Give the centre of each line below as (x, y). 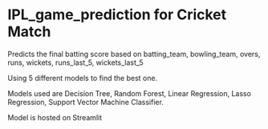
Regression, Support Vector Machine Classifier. (85, 102)
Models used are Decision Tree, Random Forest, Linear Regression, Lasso (130, 93)
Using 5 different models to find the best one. (83, 78)
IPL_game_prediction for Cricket (117, 15)
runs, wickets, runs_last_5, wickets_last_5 (75, 62)
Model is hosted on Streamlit (55, 117)
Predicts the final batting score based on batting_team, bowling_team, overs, (134, 54)
